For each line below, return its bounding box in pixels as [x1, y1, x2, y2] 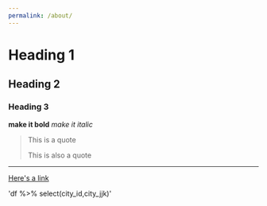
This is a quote [27, 134, 77, 144]
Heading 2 [8, 77, 61, 91]
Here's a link [8, 173, 49, 183]
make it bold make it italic [8, 119, 93, 129]
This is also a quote [27, 150, 92, 160]
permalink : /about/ [8, 11, 73, 20]
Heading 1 [8, 45, 75, 64]
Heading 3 [8, 101, 49, 112]
